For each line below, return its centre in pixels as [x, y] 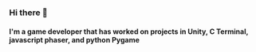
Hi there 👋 [29, 13]
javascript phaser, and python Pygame [75, 39]
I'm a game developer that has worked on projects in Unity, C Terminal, [129, 32]
